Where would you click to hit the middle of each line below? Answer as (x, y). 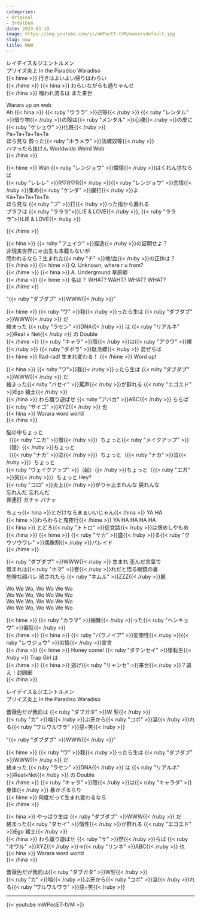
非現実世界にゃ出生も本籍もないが (48, 251)
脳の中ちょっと (25, 432)
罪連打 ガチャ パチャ (31, 500)
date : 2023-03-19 (28, 28)
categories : (21, 12)
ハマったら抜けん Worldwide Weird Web (55, 148)
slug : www (19, 40)
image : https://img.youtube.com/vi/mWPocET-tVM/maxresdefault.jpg (91, 34)
